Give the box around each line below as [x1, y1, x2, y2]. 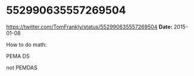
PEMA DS [6, 52, 30, 59]
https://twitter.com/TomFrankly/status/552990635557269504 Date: [6, 23, 173, 30]
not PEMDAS [6, 64, 37, 71]
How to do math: [6, 41, 47, 48]
